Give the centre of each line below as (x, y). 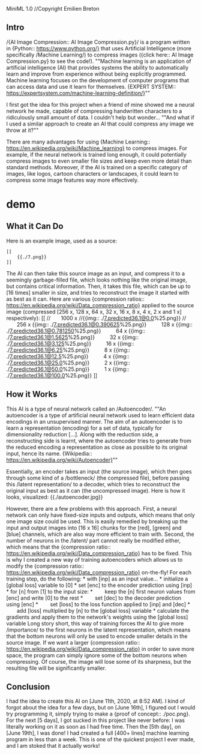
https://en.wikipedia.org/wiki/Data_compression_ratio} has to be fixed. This (99, 553)
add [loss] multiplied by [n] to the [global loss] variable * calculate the (103, 610)
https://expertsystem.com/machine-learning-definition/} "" (78, 93)
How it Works (32, 395)
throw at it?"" (22, 130)
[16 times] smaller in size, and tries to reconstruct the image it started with (98, 292)
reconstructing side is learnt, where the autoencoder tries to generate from (99, 441)
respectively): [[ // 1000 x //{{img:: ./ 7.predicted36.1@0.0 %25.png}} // (96, 318)
